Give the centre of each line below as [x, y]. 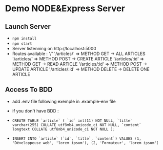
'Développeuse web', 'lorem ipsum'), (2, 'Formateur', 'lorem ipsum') [85, 143]
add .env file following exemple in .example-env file [64, 101]
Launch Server [28, 27]
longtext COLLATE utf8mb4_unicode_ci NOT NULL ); [64, 129]
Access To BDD [29, 90]
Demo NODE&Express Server [65, 9]
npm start [22, 44]
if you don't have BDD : [35, 111]
